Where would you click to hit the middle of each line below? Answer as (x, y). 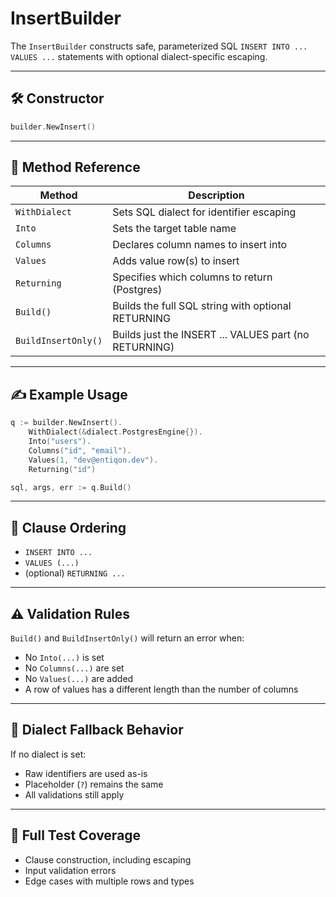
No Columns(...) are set (74, 668)
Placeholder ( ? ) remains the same (94, 784)
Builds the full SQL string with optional (202, 306)
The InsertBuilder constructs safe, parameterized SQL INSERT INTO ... (159, 46)
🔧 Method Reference (75, 167)
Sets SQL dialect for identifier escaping (204, 212)
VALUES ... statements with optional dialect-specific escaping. (139, 56)
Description (216, 195)
